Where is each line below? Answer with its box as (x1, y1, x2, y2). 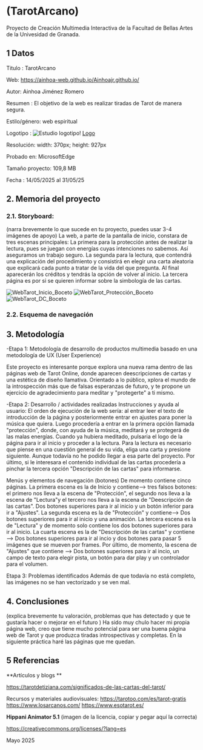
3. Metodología (6, 329, 65, 340)
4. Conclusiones (6, 596, 70, 607)
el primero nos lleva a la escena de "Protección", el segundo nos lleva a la (6, 490, 191, 497)
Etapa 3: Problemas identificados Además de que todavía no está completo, (6, 572, 196, 579)
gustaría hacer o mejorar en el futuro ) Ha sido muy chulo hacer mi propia (6, 619, 190, 626)
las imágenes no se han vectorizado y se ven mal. (6, 579, 131, 586)
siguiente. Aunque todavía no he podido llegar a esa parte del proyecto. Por (6, 452, 195, 459)
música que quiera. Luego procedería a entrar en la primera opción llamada (6, 420, 195, 427)
